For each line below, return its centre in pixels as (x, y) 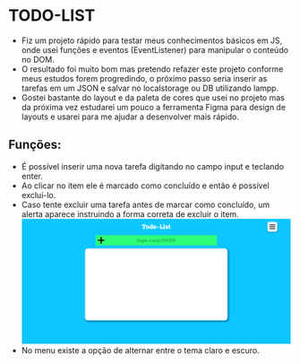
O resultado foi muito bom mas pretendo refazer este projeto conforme (152, 69)
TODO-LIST (52, 16)
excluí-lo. (39, 195)
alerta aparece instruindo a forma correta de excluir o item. (130, 214)
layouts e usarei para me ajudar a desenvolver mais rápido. (130, 117)
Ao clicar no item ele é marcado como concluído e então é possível (145, 186)
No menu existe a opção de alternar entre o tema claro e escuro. (141, 350)
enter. (32, 176)
